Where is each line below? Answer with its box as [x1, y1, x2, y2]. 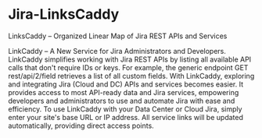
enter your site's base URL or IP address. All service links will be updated [8, 112, 244, 122]
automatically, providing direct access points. [8, 121, 154, 130]
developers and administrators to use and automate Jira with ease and [8, 96, 235, 105]
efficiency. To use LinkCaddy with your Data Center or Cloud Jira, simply [8, 104, 242, 114]
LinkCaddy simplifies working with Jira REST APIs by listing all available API [8, 55, 252, 64]
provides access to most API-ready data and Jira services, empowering [8, 87, 239, 97]
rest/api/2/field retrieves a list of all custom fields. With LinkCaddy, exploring [8, 71, 255, 80]
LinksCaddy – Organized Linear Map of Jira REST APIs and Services [8, 31, 228, 41]
